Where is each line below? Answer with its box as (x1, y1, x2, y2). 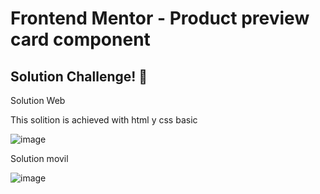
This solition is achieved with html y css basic (10, 114, 198, 126)
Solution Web (10, 95, 66, 106)
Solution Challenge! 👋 (10, 68, 148, 85)
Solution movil (10, 153, 69, 164)
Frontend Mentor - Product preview (10, 7, 310, 30)
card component (10, 28, 151, 51)
